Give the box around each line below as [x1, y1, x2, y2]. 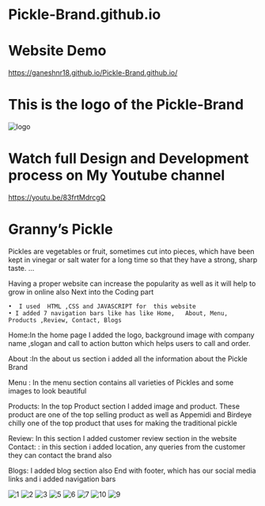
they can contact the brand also [8, 450, 112, 460]
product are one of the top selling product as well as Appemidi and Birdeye [8, 409, 252, 419]
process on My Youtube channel [8, 166, 225, 185]
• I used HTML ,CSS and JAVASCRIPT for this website [8, 302, 196, 310]
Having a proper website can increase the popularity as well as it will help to [8, 279, 256, 288]
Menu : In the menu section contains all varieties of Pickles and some [8, 378, 234, 387]
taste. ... [8, 263, 35, 272]
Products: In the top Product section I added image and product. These [8, 401, 240, 411]
